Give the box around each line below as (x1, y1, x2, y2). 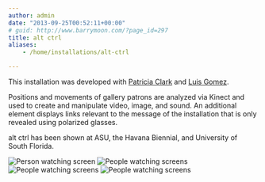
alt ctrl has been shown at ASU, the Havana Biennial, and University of (8, 133, 238, 142)
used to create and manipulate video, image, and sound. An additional (8, 100, 237, 110)
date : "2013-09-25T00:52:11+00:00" (8, 19, 126, 27)
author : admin (8, 11, 56, 20)
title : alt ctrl (8, 33, 62, 42)
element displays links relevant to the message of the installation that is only (8, 109, 257, 119)
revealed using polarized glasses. (8, 118, 118, 127)
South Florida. (8, 142, 54, 150)
